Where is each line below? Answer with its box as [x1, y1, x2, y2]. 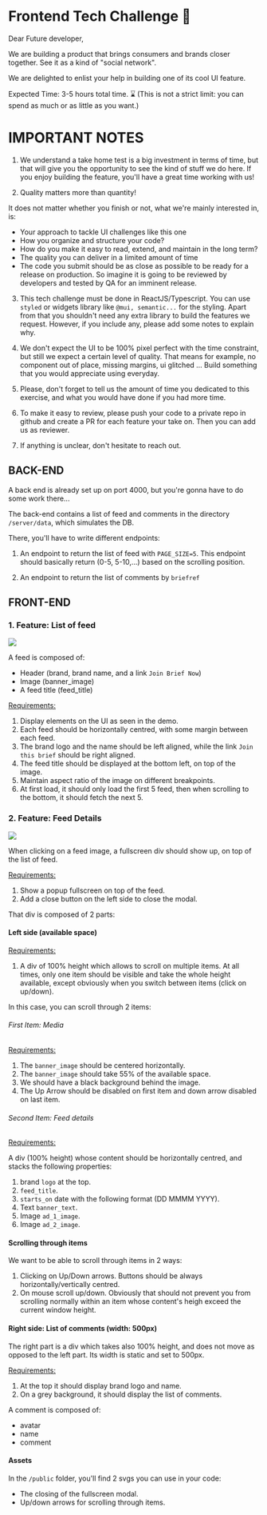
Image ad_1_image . [19, 1211, 81, 1221]
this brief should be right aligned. [19, 750, 135, 760]
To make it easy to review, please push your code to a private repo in [19, 408, 246, 418]
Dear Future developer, [8, 34, 84, 43]
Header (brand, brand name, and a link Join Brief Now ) [19, 668, 202, 678]
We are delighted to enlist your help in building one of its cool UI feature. [8, 73, 246, 82]
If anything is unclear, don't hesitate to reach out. [19, 440, 182, 450]
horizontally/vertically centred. [19, 1280, 120, 1289]
